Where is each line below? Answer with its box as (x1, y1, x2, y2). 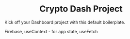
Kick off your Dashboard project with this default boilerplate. (4, 19, 126, 25)
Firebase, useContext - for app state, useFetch (4, 28, 98, 34)
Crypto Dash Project (39, 3, 123, 14)
